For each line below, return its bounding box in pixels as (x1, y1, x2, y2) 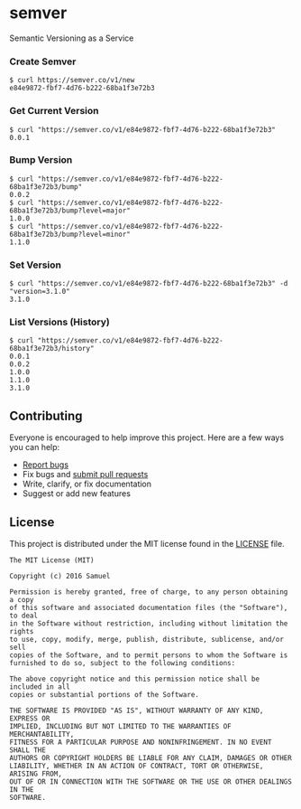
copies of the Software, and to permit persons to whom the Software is (9, 651, 288, 660)
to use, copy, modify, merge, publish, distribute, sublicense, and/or (9, 635, 284, 644)
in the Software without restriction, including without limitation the (9, 619, 288, 628)
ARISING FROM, (9, 769, 63, 779)
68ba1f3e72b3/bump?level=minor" (9, 230, 131, 239)
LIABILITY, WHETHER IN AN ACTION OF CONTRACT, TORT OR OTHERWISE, (9, 762, 264, 771)
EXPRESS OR (9, 714, 50, 723)
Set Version (9, 259, 61, 271)
